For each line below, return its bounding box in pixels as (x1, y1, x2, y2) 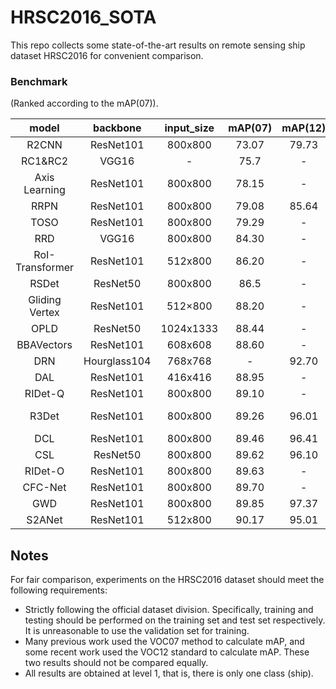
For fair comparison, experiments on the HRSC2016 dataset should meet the (10, 574, 325, 586)
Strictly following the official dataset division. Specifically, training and (24, 604, 314, 616)
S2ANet (26, 513, 63, 527)
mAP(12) (281, 121, 327, 135)
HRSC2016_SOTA (10, 6, 157, 29)
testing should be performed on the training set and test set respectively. (24, 614, 326, 626)
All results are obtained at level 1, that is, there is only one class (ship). (24, 667, 314, 680)
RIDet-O (24, 464, 65, 478)
